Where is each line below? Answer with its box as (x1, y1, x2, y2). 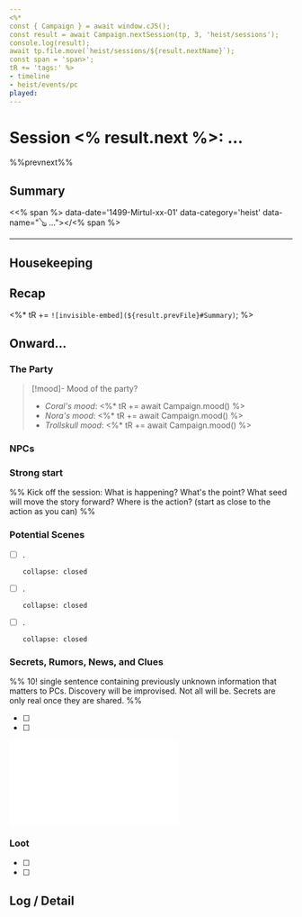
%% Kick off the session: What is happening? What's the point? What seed (9, 487, 288, 498)
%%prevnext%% (9, 157, 74, 168)
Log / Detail (9, 893, 75, 908)
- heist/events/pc (9, 80, 78, 89)
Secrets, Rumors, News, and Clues (9, 655, 164, 667)
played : (9, 88, 39, 97)
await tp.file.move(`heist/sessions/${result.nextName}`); (9, 47, 235, 56)
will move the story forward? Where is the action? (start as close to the (9, 496, 271, 507)
